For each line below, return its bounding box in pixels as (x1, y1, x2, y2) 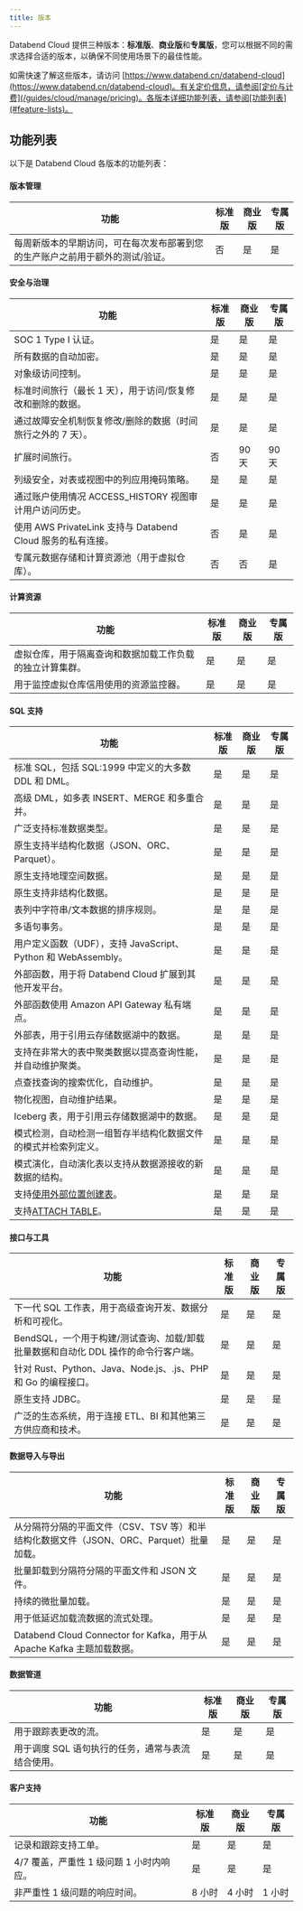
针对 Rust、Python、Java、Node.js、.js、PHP (14, 1363, 209, 1375)
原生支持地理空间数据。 (14, 870, 115, 882)
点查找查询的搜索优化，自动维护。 (14, 1077, 160, 1089)
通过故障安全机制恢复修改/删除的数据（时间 (14, 415, 198, 427)
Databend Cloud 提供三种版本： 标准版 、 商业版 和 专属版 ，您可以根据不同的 (9, 39, 286, 50)
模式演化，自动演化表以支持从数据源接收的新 (14, 1158, 205, 1170)
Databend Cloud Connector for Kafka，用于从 (14, 1628, 207, 1641)
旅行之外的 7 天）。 (14, 428, 93, 441)
